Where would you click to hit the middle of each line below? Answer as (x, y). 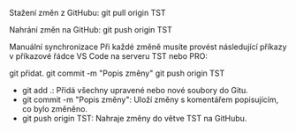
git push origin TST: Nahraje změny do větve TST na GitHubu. (134, 118)
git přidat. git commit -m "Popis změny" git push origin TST (117, 73)
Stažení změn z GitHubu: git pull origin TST (87, 13)
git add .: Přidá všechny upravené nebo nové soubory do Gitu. (135, 90)
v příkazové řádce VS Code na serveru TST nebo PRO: (109, 56)
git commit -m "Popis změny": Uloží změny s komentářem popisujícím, (150, 99)
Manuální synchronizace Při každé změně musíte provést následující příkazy (148, 47)
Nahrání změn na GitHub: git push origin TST (91, 29)
